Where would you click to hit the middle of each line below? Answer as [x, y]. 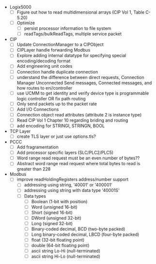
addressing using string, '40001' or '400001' [68, 185]
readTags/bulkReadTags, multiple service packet [73, 34]
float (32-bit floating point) [58, 240]
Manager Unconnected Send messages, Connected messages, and [84, 83]
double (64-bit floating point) [60, 245]
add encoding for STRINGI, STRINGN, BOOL [61, 126]
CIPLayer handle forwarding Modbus [54, 50]
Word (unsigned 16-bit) [54, 207]
